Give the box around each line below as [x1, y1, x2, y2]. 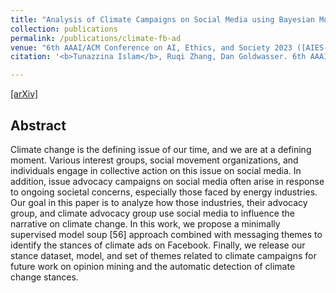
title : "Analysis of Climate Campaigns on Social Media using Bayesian [10, 14, 315, 25]
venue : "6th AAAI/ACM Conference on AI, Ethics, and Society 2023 [10, 42, 293, 53]
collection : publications [10, 24, 118, 34]
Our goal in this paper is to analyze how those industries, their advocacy [10, 196, 308, 208]
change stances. [10, 271, 79, 283]
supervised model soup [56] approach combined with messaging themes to [10, 228, 323, 240]
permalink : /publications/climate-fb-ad [10, 33, 182, 43]
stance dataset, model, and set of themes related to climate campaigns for [10, 249, 317, 261]
